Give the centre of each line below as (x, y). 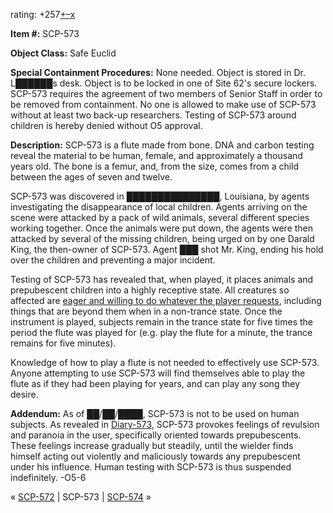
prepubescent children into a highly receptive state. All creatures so (150, 290)
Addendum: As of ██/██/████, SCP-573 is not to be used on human (155, 413)
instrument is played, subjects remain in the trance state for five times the (161, 322)
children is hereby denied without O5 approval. (106, 125)
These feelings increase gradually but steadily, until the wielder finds (152, 445)
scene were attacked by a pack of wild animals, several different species (160, 217)
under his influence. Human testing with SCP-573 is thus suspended (151, 467)
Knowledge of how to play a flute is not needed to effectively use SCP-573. (165, 362)
